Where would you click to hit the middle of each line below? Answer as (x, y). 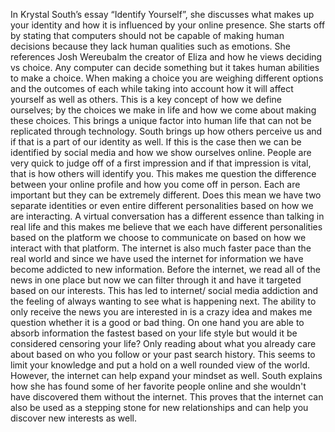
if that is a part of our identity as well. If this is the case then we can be (156, 142)
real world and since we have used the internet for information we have (157, 258)
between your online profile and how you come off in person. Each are (155, 184)
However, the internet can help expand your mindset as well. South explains (166, 375)
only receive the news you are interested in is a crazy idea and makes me (161, 312)
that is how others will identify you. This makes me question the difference (163, 173)
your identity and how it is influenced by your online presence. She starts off (168, 25)
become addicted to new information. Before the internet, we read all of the (165, 269)
